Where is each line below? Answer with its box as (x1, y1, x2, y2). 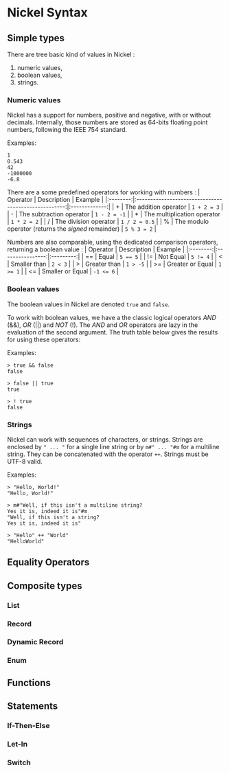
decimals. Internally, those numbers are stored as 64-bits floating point (7, 118, 208, 126)
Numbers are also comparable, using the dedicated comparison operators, (7, 238, 218, 247)
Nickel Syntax (7, 5, 88, 21)
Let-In (7, 739, 28, 749)
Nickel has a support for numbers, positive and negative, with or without (7, 111, 211, 120)
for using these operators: (7, 335, 81, 343)
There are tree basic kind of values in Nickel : (7, 50, 135, 58)
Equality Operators (7, 556, 90, 568)
